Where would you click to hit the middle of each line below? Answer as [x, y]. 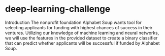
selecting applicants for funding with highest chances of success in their [79, 27]
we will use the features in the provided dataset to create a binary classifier [81, 38]
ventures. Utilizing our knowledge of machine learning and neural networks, [82, 33]
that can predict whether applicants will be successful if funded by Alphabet [82, 43]
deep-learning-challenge [58, 9]
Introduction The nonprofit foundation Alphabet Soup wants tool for [73, 22]
